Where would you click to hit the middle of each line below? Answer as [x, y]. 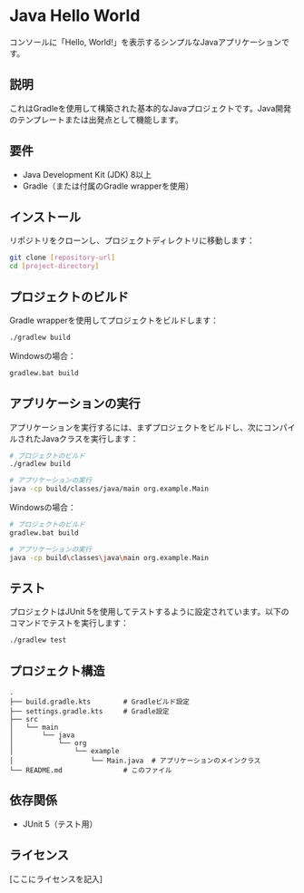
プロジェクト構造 [57, 670]
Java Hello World [75, 16]
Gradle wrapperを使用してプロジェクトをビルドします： [114, 320]
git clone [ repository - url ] [63, 258]
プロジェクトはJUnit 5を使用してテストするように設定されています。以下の [149, 612]
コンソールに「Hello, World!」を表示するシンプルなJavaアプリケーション [146, 42]
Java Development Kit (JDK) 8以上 [87, 174]
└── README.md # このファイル [91, 771]
